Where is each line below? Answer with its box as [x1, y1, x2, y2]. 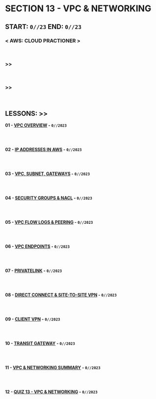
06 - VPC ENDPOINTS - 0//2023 [5, 243, 70, 249]
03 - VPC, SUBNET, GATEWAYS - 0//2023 [5, 171, 90, 177]
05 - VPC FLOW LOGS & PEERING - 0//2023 [5, 219, 93, 225]
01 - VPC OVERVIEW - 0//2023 [5, 122, 67, 128]
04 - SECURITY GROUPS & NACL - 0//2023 [5, 195, 92, 201]
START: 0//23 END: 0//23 [5, 23, 82, 31]
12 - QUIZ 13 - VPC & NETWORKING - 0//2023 [5, 389, 98, 395]
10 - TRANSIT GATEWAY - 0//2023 [5, 341, 75, 346]
